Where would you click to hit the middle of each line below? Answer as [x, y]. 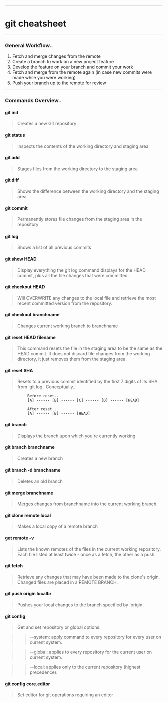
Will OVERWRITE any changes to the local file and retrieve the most [87, 298]
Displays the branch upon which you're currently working [76, 436]
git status [15, 135]
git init [12, 112]
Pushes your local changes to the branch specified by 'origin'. [81, 605]
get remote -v [20, 538]
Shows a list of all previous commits [54, 247]
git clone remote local [28, 515]
